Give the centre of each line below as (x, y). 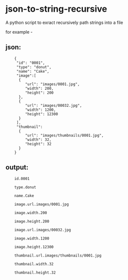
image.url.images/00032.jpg (43, 230)
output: (17, 168)
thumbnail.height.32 (35, 272)
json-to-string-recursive (56, 9)
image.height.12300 (34, 247)
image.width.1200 (32, 238)
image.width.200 (31, 213)
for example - (19, 32)
